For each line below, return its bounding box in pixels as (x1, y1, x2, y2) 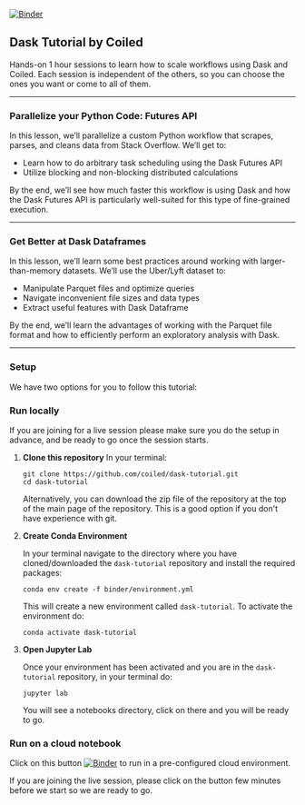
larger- (260, 255, 286, 267)
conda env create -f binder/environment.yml (22, 585, 194, 594)
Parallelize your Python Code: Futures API (9, 109, 198, 122)
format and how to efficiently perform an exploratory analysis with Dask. (9, 330, 280, 341)
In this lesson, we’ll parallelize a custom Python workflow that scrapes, (9, 130, 274, 141)
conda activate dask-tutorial (22, 628, 138, 637)
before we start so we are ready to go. (9, 785, 152, 796)
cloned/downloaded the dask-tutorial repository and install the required (22, 558, 296, 568)
